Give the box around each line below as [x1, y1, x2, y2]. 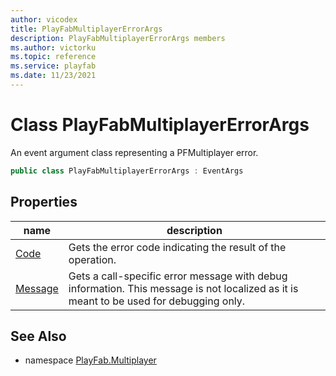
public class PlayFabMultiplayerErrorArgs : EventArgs [10, 166, 244, 176]
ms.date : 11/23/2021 [10, 71, 97, 81]
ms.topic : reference [10, 52, 97, 62]
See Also [10, 327, 67, 345]
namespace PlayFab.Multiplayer [24, 354, 157, 366]
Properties [10, 194, 78, 211]
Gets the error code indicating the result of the [68, 240, 287, 254]
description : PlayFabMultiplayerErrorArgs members [10, 33, 226, 43]
